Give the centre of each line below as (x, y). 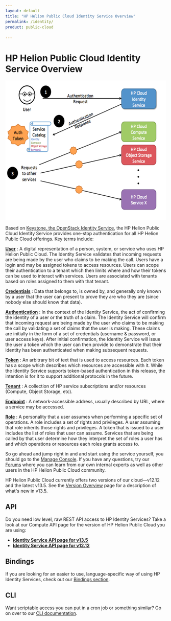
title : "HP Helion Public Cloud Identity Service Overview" (71, 16)
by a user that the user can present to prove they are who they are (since (82, 297)
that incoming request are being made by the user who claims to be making (85, 323)
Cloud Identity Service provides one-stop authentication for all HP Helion (82, 234)
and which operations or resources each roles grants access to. (72, 444)
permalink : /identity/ (29, 21)
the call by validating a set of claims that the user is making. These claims (83, 328)
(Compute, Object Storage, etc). (39, 392)
